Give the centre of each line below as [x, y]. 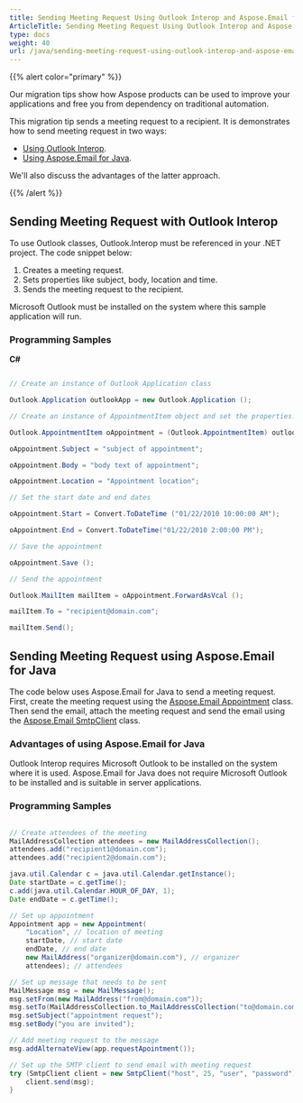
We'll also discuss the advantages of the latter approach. [115, 176]
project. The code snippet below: [71, 253]
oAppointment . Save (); [52, 563]
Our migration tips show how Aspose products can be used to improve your [150, 95]
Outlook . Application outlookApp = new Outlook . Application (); [131, 400]
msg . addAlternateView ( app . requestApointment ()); [102, 1048]
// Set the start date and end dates [80, 498]
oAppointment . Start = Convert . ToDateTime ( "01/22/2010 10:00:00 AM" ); [145, 514]
